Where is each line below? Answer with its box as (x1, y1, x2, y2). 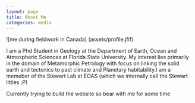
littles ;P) (6, 79, 28, 86)
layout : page (6, 8, 39, 15)
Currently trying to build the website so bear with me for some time (6, 90, 171, 98)
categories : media (6, 20, 52, 25)
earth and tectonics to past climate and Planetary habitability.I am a (6, 66, 171, 73)
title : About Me (6, 14, 46, 20)
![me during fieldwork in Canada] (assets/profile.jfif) (6, 36, 134, 43)
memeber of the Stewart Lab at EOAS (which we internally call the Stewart (6, 72, 188, 80)
